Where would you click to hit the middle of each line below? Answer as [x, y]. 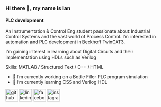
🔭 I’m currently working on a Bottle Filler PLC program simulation [80, 77]
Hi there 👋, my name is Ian [38, 8]
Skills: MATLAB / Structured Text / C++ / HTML [54, 67]
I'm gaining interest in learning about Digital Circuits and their [69, 52]
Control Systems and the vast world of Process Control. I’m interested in [81, 37]
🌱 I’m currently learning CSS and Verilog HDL [60, 82]
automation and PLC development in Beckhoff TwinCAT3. [65, 42]
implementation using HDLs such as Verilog [51, 57]
